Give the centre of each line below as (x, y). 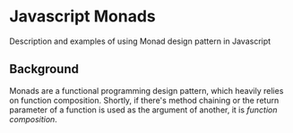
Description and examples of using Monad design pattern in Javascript (140, 41)
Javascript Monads (82, 17)
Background (44, 69)
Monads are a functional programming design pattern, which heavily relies (146, 90)
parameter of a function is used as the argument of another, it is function (143, 110)
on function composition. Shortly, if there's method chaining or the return (144, 100)
